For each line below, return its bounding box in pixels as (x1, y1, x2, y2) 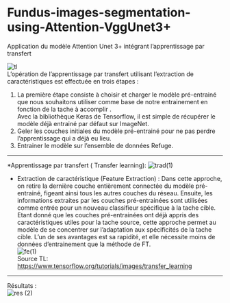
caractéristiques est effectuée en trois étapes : (7, 77, 139, 85)
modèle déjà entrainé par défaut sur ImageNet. (16, 119, 149, 128)
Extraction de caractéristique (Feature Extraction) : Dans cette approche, (16, 174, 222, 182)
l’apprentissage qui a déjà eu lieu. (16, 134, 112, 142)
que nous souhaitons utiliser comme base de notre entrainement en (16, 97, 208, 106)
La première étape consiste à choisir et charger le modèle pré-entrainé (16, 90, 217, 99)
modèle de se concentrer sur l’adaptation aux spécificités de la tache (16, 225, 212, 234)
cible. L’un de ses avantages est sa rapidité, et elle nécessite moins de (16, 232, 216, 241)
